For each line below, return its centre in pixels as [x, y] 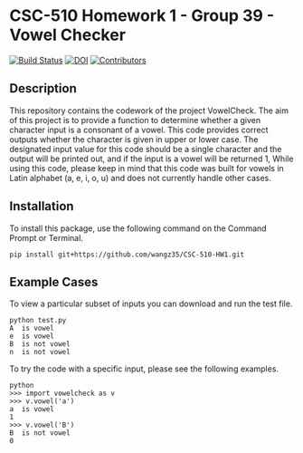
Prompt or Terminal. [47, 237]
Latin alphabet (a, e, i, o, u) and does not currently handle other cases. [140, 178]
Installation [42, 206]
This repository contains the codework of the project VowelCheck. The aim [149, 111]
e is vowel [32, 336]
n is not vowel [40, 352]
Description [43, 88]
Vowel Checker [68, 35]
